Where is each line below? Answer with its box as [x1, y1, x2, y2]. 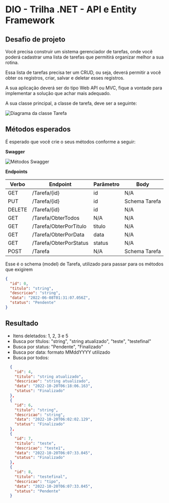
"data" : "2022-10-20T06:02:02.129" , [14, 417, 93, 422]
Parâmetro [93, 181, 120, 188]
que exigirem [5, 266, 33, 273]
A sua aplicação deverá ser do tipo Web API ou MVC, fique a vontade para [5, 85, 162, 91]
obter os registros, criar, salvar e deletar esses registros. [5, 75, 124, 81]
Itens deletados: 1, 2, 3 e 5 [12, 333, 69, 339]
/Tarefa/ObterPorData [32, 231, 84, 238]
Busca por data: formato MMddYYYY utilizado [12, 349, 111, 355]
